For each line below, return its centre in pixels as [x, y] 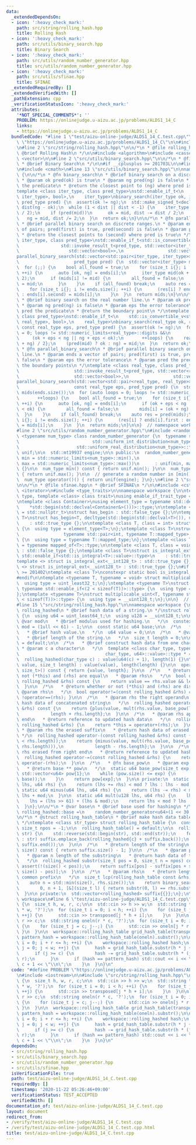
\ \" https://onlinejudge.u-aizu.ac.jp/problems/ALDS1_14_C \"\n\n [98, 142]
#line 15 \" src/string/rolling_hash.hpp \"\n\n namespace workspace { [101, 605]
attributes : [26, 110]
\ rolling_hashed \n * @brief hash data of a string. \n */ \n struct [99, 611]
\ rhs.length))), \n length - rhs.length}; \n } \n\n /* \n [103, 747]
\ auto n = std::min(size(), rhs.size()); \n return [88, 883]
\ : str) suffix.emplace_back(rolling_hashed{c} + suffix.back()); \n [103, 839]
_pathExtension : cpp [36, 98]
